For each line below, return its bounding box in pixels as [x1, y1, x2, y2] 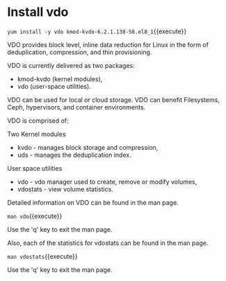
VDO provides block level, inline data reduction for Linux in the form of [7, 40, 209, 49]
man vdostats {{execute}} [7, 252, 78, 260]
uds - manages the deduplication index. [17, 151, 131, 159]
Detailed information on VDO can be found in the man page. [7, 198, 179, 207]
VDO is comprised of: [7, 116, 69, 125]
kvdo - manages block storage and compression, [17, 143, 159, 151]
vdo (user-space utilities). [17, 82, 92, 90]
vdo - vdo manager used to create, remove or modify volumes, [17, 178, 197, 186]
